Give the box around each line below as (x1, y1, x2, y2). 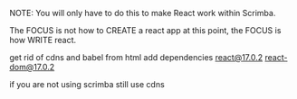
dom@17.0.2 (9, 62, 55, 72)
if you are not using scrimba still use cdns (9, 79, 165, 89)
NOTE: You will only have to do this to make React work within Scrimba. (9, 8, 276, 18)
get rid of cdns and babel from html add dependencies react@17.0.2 (9, 52, 263, 62)
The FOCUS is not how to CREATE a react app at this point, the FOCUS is (9, 25, 282, 35)
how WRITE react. (9, 35, 77, 45)
